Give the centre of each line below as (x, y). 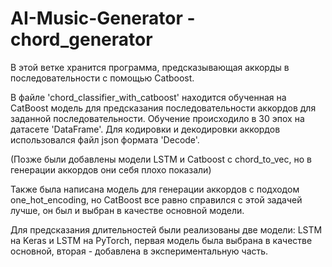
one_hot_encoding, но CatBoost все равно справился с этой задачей (156, 199)
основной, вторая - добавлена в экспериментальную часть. (139, 251)
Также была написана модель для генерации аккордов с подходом (155, 189)
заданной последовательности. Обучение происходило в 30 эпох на (157, 118)
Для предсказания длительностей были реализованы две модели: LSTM (166, 229)
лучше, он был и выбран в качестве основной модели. (127, 210)
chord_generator (81, 39)
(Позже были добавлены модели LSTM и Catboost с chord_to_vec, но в (161, 159)
